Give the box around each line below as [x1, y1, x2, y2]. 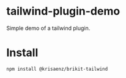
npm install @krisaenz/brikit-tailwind [6, 66, 108, 72]
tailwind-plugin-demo [6, 4, 120, 18]
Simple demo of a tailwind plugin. [6, 24, 91, 32]
